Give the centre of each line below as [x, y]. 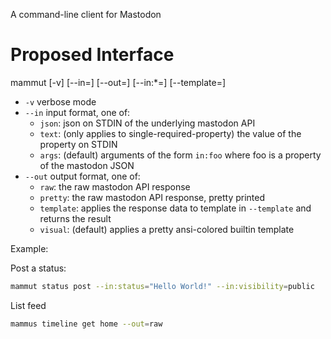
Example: [29, 248]
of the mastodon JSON [87, 165]
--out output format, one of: [82, 176]
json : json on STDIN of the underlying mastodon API [147, 123]
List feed [28, 305]
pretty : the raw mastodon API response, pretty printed [152, 197]
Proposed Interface [92, 55]
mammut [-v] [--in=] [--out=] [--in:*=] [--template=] [118, 82]
